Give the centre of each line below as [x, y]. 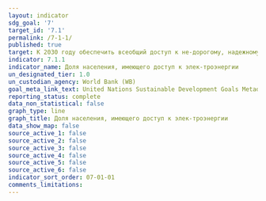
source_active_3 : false [47, 148]
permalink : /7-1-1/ [40, 38]
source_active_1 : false [47, 133]
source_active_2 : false [47, 140]
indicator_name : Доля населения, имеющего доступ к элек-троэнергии [123, 67]
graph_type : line [37, 112]
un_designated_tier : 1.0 [49, 74]
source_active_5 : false [47, 163]
